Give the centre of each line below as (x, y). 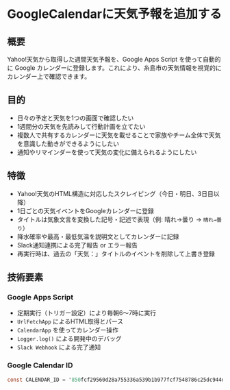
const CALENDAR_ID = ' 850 (44, 380)
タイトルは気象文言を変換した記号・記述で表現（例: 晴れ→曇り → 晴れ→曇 (119, 219)
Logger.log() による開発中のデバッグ (69, 339)
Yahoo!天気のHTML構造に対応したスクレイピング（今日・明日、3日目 (115, 193)
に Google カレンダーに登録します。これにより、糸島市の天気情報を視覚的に (115, 68)
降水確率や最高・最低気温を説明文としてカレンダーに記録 (98, 236)
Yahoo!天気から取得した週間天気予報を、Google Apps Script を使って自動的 (114, 59)
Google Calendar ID (40, 365)
